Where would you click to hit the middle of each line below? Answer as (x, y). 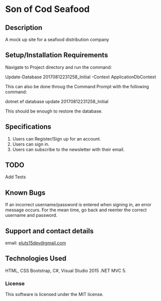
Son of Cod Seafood (47, 9)
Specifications (28, 127)
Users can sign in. (31, 144)
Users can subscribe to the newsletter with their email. (68, 149)
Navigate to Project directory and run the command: (59, 67)
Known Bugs (25, 193)
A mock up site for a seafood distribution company (57, 39)
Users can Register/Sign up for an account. (57, 139)
